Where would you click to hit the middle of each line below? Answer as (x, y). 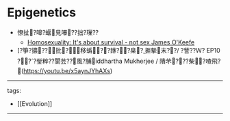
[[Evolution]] (35, 103)
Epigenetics (42, 13)
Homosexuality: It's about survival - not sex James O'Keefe (111, 42)
